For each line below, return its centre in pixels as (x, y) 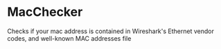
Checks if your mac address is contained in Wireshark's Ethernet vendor (111, 31)
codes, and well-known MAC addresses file (69, 38)
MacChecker (45, 12)
